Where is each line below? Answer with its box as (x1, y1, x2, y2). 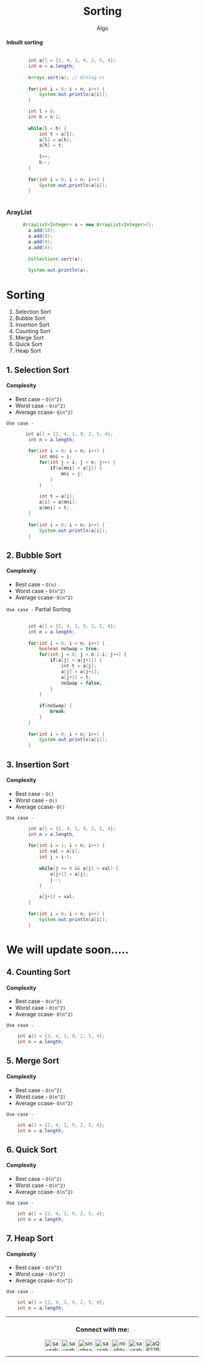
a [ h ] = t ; (38, 142, 64, 149)
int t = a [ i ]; (38, 493, 75, 499)
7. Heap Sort (6, 1233, 54, 1244)
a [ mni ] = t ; (38, 505, 70, 511)
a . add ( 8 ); (28, 233, 53, 240)
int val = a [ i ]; (38, 848, 81, 854)
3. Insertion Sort (6, 759, 70, 770)
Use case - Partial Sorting (6, 606, 71, 613)
